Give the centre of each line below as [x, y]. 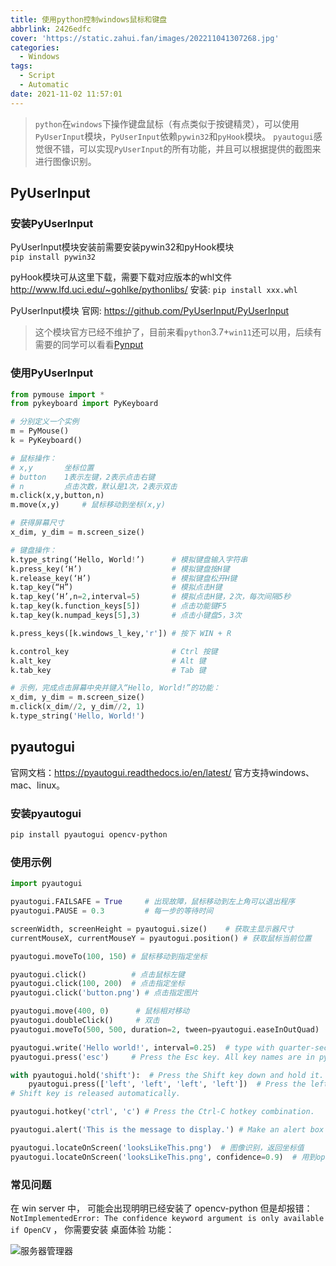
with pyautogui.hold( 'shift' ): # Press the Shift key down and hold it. [167, 1075]
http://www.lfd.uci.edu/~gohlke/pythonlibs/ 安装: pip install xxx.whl [154, 290]
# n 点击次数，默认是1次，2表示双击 [94, 486]
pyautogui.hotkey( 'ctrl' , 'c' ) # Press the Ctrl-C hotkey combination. [162, 1112]
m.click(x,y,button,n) [57, 496]
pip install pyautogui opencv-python [89, 835]
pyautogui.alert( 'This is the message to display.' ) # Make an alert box [167, 1130]
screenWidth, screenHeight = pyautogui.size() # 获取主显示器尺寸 [152, 929]
